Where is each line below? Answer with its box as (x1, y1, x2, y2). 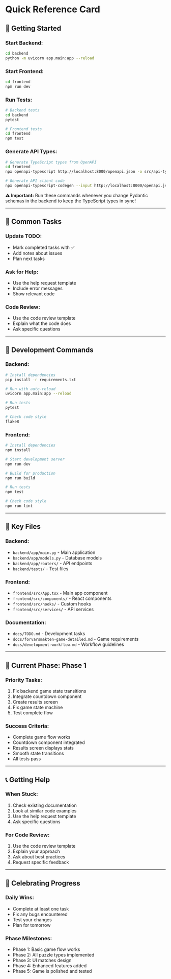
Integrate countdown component (12, 693, 82, 700)
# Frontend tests (5, 126, 42, 131)
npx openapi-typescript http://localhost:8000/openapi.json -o (5, 169, 142, 174)
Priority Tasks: (5, 676, 42, 683)
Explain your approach (12, 848, 60, 854)
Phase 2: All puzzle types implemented (12, 952, 95, 958)
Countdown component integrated (12, 739, 85, 745)
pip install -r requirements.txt (5, 377, 76, 382)
